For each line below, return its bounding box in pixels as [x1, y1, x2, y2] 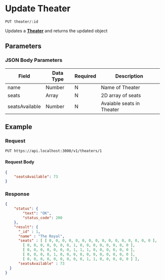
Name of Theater [101, 84, 140, 91]
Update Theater [5, 3, 71, 14]
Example [5, 123, 32, 131]
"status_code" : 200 [23, 216, 63, 221]
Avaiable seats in [101, 100, 140, 107]
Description [115, 72, 143, 79]
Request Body [5, 159, 34, 165]
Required [74, 72, 97, 79]
